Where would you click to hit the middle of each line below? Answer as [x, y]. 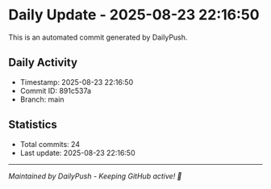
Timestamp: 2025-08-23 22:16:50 [77, 82]
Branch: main [42, 99]
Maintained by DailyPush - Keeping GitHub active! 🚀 [95, 176]
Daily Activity [43, 63]
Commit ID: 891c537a [55, 90]
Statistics [33, 125]
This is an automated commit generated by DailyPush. [98, 37]
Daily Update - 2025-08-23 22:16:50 [134, 15]
